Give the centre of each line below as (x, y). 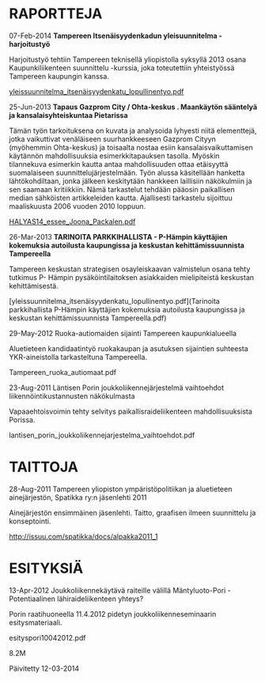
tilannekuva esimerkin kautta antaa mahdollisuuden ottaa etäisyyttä (119, 164)
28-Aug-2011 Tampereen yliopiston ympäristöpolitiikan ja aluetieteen (121, 489)
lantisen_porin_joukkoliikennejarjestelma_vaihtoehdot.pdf (102, 435)
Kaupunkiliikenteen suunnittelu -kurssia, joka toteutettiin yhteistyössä (122, 67)
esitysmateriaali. (36, 622)
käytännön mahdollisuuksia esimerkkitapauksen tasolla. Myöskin (114, 156)
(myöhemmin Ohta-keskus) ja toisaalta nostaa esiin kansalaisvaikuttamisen (131, 147)
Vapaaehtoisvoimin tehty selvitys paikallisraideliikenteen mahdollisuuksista (131, 411)
